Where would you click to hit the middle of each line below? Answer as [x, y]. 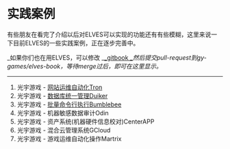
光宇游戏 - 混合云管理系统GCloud [64, 130]
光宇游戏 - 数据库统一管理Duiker [62, 95]
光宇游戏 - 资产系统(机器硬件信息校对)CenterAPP [86, 122]
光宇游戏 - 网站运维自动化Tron [60, 87]
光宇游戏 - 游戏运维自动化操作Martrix [69, 139]
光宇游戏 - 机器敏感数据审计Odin [63, 113]
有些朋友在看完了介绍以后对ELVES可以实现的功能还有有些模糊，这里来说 [109, 34]
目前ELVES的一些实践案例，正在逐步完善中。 [76, 43]
